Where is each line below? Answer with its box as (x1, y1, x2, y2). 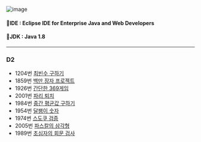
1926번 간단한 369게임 (14, 84, 69, 92)
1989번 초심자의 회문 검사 (14, 129, 75, 137)
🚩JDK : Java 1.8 (6, 33, 46, 40)
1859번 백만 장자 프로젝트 (14, 77, 75, 84)
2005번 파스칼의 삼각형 (14, 122, 70, 129)
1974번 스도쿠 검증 (14, 114, 59, 122)
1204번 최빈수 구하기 (14, 70, 64, 77)
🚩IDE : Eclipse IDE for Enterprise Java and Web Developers (6, 19, 154, 26)
